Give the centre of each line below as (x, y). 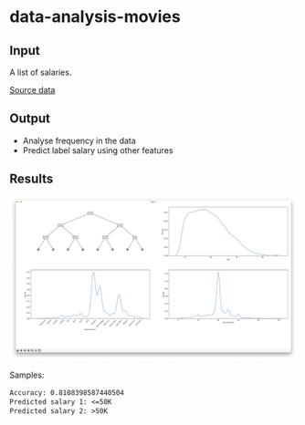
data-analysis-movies (95, 17)
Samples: (27, 375)
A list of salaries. (41, 72)
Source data (32, 90)
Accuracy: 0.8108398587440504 (67, 393)
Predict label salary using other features (98, 150)
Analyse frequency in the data (79, 140)
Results (32, 179)
